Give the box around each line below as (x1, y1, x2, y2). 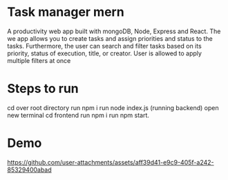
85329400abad (7, 165, 52, 174)
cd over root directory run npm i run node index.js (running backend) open (7, 103, 219, 111)
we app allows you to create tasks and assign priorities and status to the (7, 34, 213, 42)
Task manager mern (7, 4, 124, 20)
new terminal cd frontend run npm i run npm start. (7, 111, 150, 119)
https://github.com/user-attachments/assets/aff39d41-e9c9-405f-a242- (7, 158, 214, 166)
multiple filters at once (7, 56, 71, 64)
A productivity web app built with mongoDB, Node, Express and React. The (7, 27, 221, 35)
